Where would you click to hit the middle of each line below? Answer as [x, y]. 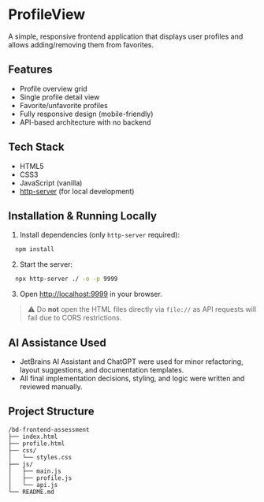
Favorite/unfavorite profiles [63, 105]
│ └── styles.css [40, 457]
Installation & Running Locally [83, 216]
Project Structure [51, 412]
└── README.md [32, 492]
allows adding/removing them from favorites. [81, 44]
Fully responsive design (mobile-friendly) [86, 114]
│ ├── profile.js [40, 478]
